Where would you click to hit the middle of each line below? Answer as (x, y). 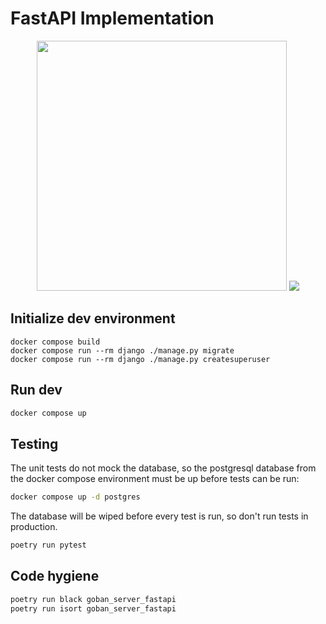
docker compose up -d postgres (75, 497)
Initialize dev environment (93, 318)
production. (34, 527)
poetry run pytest (48, 545)
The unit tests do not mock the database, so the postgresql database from (163, 468)
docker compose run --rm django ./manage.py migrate (122, 350)
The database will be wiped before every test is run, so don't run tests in (159, 516)
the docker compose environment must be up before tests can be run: (155, 479)
